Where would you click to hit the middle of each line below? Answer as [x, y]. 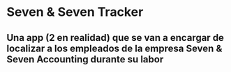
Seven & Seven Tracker [75, 12]
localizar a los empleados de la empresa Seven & [114, 48]
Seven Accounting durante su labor [85, 59]
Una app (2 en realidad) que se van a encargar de [115, 38]
